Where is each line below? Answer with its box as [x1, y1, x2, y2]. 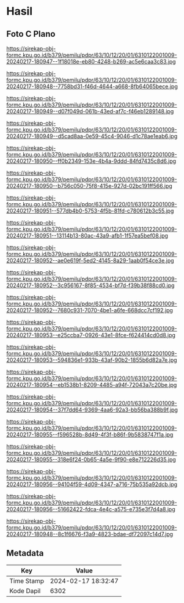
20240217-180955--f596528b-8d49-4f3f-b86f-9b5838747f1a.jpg [6, 431, 174, 438]
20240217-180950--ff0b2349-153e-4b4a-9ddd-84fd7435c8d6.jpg [6, 157, 176, 165]
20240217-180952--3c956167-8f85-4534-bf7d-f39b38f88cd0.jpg [6, 282, 175, 289]
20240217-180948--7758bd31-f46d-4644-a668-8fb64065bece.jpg [6, 83, 178, 90]
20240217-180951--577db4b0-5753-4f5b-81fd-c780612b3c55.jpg [6, 207, 174, 214]
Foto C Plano [6, 29, 56, 39]
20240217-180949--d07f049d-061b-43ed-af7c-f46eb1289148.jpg [6, 108, 174, 114]
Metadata [6, 548, 44, 558]
